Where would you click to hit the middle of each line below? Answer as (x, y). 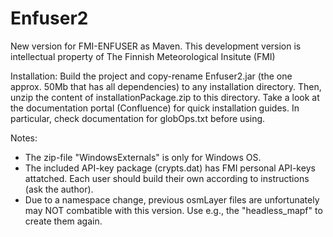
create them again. (63, 221)
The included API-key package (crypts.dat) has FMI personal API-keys (170, 168)
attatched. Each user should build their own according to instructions (167, 178)
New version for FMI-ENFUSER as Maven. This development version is (156, 46)
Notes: (24, 138)
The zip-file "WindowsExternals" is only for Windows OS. (143, 157)
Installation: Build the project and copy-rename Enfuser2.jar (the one (151, 76)
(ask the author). (59, 189)
